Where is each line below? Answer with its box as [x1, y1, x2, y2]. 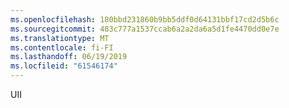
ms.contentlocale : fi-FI [10, 42, 114, 53]
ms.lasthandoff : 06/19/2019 [10, 52, 128, 62]
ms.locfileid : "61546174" [10, 61, 118, 71]
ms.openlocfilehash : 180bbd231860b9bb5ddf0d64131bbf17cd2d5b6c [10, 14, 280, 25]
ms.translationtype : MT [10, 33, 110, 43]
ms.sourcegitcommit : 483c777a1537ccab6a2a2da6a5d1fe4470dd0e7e [10, 24, 280, 34]
